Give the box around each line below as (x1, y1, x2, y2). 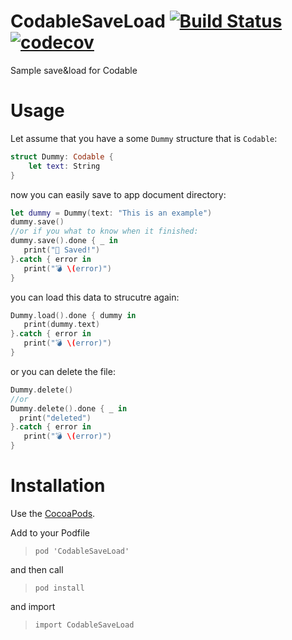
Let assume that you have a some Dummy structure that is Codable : (10, 132, 278, 144)
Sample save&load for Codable (10, 64, 138, 76)
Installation (10, 475, 106, 497)
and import (10, 600, 56, 612)
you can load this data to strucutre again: (10, 291, 180, 303)
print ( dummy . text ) (23, 320, 101, 330)
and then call (10, 563, 64, 575)
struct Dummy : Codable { (10, 151, 114, 162)
